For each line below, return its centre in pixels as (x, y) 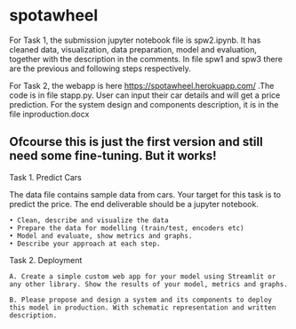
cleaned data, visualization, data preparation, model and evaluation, (133, 49)
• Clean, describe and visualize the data (89, 220)
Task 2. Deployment (46, 260)
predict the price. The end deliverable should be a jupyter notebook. (134, 204)
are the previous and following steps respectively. (100, 68)
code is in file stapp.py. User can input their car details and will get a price (145, 95)
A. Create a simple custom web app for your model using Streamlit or (143, 277)
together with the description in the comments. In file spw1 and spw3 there (146, 59)
